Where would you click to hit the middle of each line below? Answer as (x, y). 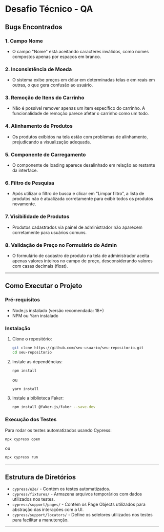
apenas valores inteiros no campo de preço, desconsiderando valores (82, 261)
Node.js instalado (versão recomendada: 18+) (58, 310)
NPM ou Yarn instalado (35, 315)
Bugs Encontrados (34, 27)
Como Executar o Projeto (44, 286)
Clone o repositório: (32, 339)
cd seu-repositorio (32, 352)
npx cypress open (23, 439)
